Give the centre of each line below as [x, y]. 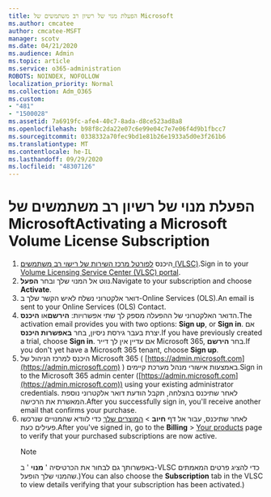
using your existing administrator [179, 384]
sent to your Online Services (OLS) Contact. [93, 307]
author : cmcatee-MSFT [45, 31]
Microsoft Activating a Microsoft [118, 224]
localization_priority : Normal [61, 84]
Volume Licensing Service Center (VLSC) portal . [100, 272]
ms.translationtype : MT [49, 144]
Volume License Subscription [109, 241]
